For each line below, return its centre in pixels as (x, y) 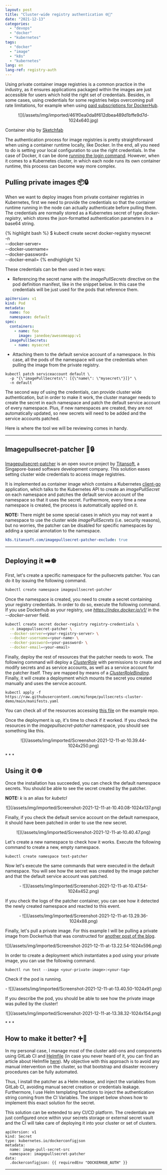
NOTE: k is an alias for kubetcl (36, 798)
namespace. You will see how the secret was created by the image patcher (82, 871)
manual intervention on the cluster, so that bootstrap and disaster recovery (82, 1066)
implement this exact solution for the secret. (50, 1103)
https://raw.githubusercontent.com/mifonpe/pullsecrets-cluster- (74, 697)
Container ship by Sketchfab (34, 130)
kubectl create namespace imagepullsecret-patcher (59, 589)
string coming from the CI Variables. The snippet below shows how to (77, 1097)
